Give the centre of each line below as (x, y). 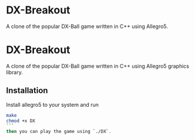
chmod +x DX (21, 121)
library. (15, 72)
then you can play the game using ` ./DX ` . (59, 132)
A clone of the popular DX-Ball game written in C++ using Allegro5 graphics (98, 66)
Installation (27, 91)
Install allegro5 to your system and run (52, 104)
